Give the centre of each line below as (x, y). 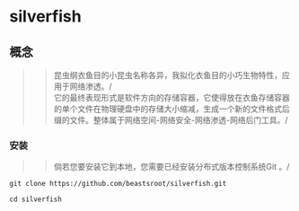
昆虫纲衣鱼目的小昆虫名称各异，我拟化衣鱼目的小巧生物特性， (168, 75)
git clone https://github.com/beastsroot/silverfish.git (118, 184)
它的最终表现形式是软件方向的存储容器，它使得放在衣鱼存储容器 (171, 97)
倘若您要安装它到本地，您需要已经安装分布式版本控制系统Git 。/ (171, 167)
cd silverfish (36, 199)
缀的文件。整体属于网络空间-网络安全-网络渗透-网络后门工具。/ (171, 120)
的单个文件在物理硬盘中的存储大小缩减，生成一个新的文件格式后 (171, 109)
